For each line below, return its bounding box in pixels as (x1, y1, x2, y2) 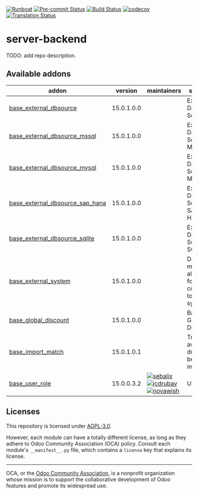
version (115, 86, 137, 94)
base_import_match (9, 348, 64, 356)
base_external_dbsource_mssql (9, 131, 97, 140)
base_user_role (9, 379, 51, 387)
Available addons (6, 69, 71, 79)
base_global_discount (9, 316, 70, 324)
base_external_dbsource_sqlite (9, 234, 95, 242)
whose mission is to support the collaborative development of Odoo (6, 476, 171, 483)
